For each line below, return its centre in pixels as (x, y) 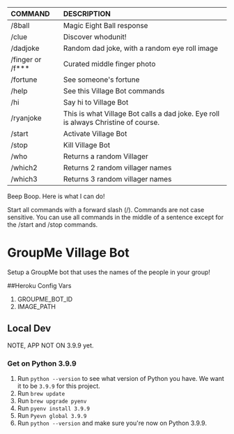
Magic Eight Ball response (106, 25)
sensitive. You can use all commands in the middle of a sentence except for (116, 217)
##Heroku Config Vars (39, 285)
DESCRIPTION (87, 14)
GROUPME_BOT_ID (45, 299)
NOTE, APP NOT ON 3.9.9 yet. (50, 345)
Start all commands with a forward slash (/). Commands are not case (106, 210)
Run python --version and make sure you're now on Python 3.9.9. (112, 423)
